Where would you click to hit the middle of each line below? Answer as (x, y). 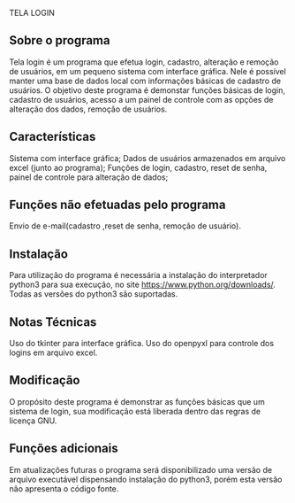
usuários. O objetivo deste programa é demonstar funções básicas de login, (147, 90)
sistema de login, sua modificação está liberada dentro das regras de (135, 411)
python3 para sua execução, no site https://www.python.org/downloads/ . (143, 285)
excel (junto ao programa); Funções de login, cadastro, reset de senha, (138, 167)
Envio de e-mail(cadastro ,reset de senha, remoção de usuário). (125, 226)
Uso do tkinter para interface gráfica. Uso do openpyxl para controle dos (142, 344)
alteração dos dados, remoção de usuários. (88, 109)
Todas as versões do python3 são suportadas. (94, 294)
